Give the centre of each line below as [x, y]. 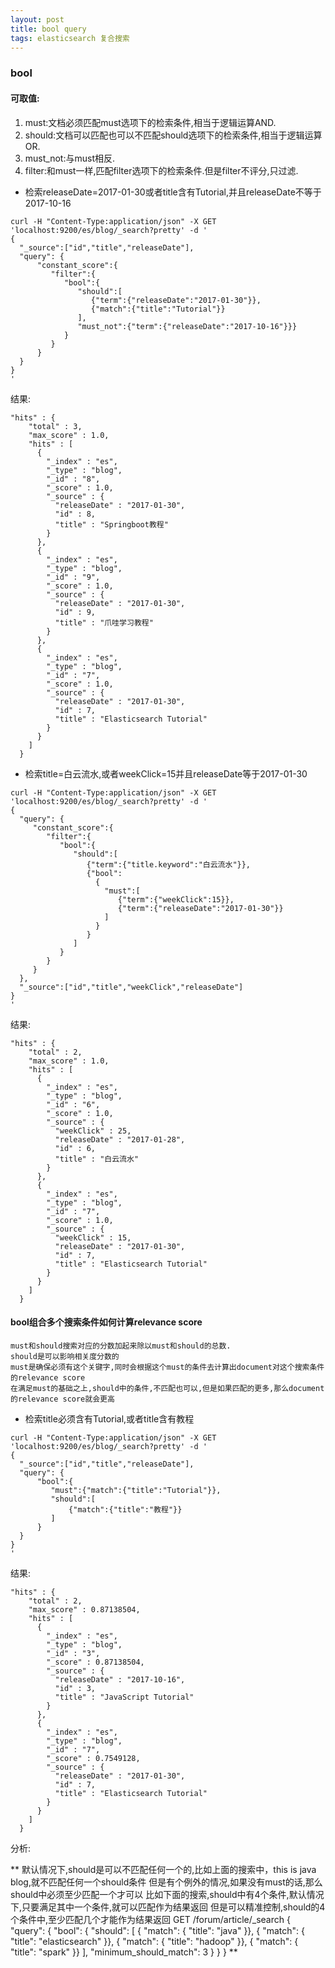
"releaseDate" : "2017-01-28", [120, 1139]
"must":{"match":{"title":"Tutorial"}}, [136, 1490]
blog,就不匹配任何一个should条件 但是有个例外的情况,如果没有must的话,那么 [166, 1882]
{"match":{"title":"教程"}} [125, 1509]
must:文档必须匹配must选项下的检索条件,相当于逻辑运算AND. [150, 122]
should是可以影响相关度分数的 [65, 1356]
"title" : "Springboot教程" [111, 524]
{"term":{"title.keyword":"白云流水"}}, [169, 864]
